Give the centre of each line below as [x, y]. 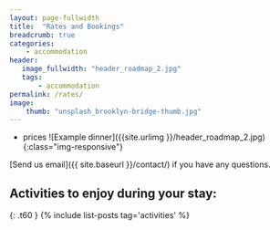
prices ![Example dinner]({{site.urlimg [93, 137]
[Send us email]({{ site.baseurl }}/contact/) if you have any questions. [140, 164]
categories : [32, 43]
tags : [32, 78]
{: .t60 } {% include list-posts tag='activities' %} [99, 215]
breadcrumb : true [42, 35]
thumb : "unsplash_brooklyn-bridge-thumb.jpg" [114, 111]
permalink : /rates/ [47, 94]
